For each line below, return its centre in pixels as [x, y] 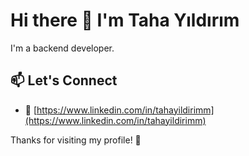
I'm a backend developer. [62, 48]
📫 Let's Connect [64, 80]
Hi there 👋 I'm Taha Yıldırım [125, 20]
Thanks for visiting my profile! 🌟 [76, 140]
